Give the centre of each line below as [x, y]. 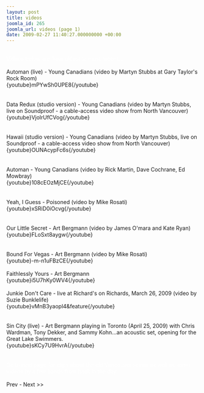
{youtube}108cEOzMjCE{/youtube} [50, 183]
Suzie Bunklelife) [27, 300]
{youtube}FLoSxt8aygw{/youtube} [50, 235]
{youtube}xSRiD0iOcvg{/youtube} [49, 208]
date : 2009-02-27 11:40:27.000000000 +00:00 [64, 35]
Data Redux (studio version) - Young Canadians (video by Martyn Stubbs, [99, 104]
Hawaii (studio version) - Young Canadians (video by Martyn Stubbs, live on [102, 137]
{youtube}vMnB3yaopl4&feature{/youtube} [61, 307]
